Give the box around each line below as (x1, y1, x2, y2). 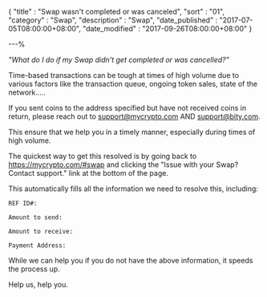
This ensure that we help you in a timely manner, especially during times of (8, 128, 256, 136)
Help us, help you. (8, 280, 68, 289)
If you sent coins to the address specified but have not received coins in (8, 104, 247, 112)
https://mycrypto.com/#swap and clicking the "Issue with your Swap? (8, 160, 239, 169)
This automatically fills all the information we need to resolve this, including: (8, 184, 259, 193)
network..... (8, 87, 47, 97)
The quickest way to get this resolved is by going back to (8, 152, 197, 161)
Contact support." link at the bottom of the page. (8, 169, 168, 177)
